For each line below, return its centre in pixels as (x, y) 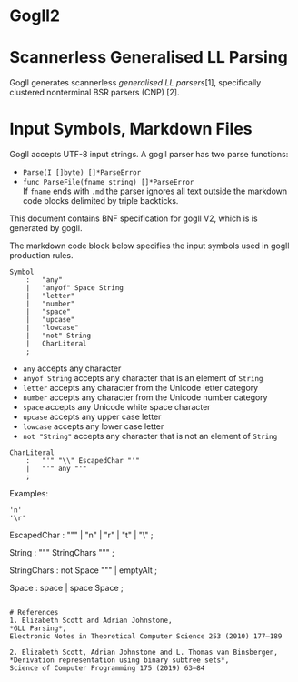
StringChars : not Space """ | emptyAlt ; (83, 570)
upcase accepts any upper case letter (92, 417)
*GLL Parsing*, (38, 628)
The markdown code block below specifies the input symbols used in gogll (149, 246)
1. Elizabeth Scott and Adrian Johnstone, (91, 621)
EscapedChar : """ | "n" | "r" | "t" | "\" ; (81, 535)
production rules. (41, 256)
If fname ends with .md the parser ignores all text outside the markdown (155, 191)
